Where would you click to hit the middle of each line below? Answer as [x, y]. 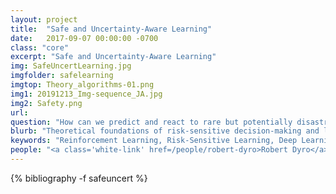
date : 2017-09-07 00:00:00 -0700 [84, 38]
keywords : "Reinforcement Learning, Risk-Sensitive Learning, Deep [154, 141]
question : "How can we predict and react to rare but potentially [151, 122]
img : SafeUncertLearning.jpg [71, 66]
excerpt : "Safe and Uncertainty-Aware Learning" [113, 57]
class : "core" [40, 47]
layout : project [44, 19]
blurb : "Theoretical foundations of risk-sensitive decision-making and [165, 131]
